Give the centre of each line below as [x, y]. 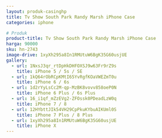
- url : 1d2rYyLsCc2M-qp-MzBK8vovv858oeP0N [64, 88]
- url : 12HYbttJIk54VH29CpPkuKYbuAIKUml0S [64, 109]
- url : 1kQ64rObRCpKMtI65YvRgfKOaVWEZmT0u [64, 77]
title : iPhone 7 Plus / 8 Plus [55, 115]
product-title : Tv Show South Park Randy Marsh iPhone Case [81, 39]
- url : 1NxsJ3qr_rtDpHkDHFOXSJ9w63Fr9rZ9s [64, 66]
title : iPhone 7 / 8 [42, 104]
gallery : [17, 60]
